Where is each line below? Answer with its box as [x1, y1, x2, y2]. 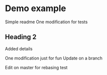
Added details [5, 45, 33, 51]
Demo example [5, 3, 67, 14]
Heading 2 [5, 33, 37, 41]
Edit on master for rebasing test [5, 64, 68, 70]
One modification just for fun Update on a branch [5, 55, 103, 61]
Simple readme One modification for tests [5, 19, 88, 25]
